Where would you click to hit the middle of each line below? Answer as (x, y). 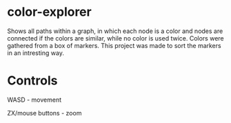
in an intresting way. (36, 53)
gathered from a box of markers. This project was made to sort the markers (114, 45)
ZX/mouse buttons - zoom (44, 113)
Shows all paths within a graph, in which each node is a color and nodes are (115, 31)
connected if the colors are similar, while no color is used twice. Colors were (115, 38)
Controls (32, 81)
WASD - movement (34, 100)
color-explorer (49, 12)
